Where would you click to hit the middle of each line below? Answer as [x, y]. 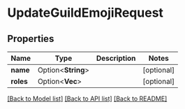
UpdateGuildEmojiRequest [86, 13]
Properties [31, 39]
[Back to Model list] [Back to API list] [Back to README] [87, 99]
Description [116, 58]
